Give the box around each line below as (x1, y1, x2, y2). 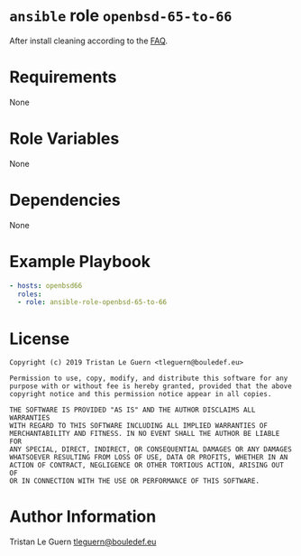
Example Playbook (9, 251, 151, 272)
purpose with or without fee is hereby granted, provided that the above (9, 382, 293, 391)
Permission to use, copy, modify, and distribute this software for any (9, 374, 288, 384)
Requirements (9, 67, 117, 88)
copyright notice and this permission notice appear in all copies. (9, 390, 272, 399)
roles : (17, 290, 42, 299)
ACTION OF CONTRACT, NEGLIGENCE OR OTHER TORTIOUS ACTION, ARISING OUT (9, 461, 284, 470)
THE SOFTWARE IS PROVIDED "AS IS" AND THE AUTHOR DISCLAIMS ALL (9, 405, 256, 415)
